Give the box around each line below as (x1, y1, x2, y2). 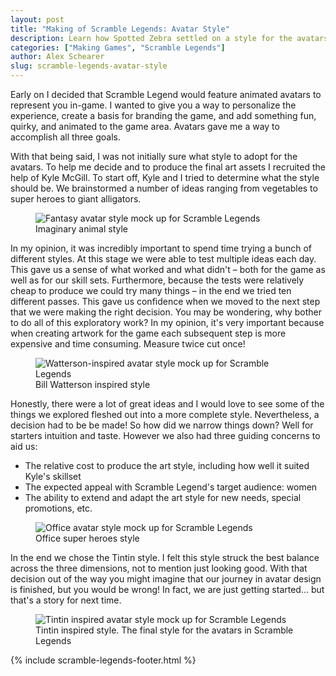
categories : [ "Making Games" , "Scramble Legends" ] (10, 42, 226, 53)
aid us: (10, 441, 38, 452)
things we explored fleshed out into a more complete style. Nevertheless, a (10, 409, 320, 420)
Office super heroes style (35, 532, 140, 544)
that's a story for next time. (10, 594, 122, 606)
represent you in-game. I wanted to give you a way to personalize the (10, 99, 297, 111)
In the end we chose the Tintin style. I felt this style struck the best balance (10, 552, 320, 563)
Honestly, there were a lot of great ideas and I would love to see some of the (10, 398, 325, 410)
